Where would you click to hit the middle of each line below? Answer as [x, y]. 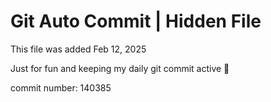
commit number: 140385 [61, 87]
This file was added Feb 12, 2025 [78, 49]
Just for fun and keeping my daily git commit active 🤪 [120, 68]
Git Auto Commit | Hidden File [136, 21]
